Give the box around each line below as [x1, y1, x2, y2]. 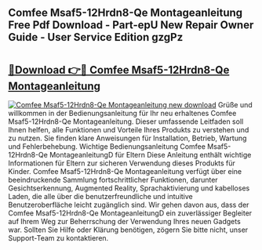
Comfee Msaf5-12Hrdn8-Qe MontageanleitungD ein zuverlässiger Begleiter [8, 208, 253, 218]
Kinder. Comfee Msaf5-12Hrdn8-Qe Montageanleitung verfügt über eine [8, 167, 242, 176]
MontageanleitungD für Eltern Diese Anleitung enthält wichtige [49, 150, 252, 159]
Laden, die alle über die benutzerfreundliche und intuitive [8, 192, 194, 201]
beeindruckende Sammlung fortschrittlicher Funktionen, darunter [8, 176, 218, 184]
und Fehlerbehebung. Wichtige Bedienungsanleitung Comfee [8, 142, 206, 151]
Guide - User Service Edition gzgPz [8, 31, 184, 44]
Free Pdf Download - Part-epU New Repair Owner [8, 19, 254, 32]
